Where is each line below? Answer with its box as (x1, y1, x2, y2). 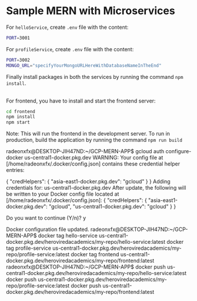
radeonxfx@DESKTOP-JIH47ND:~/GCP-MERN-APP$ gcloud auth (6, 148, 165, 155)
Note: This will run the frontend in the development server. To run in (6, 130, 171, 137)
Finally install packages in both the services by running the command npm (6, 73, 183, 80)
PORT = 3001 (6, 35, 31, 41)
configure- (165, 148, 192, 155)
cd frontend (6, 108, 35, 114)
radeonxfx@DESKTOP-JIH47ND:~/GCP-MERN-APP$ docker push (6, 263, 166, 270)
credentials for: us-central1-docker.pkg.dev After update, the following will (6, 184, 186, 191)
